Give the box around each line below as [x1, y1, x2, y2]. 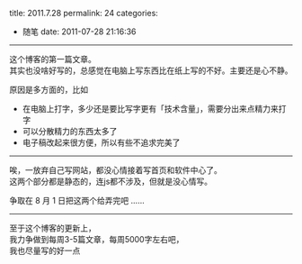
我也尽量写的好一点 [9, 245, 81, 256]
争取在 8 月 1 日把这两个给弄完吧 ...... [9, 196, 146, 205]
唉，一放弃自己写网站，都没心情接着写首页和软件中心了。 [9, 165, 222, 175]
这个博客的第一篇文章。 [9, 54, 96, 64]
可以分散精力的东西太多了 [22, 126, 118, 136]
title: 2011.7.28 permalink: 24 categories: [9, 8, 159, 18]
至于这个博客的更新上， [9, 223, 96, 233]
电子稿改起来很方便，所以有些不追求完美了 [22, 137, 181, 148]
